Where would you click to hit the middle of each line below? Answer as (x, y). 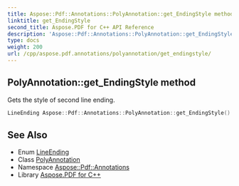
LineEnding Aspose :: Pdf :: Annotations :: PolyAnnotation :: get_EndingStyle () (119, 113)
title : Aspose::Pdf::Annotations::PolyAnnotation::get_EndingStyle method (121, 14)
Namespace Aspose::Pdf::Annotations (74, 167)
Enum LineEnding (43, 152)
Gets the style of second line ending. (61, 100)
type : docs (23, 41)
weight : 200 (25, 47)
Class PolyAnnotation (49, 160)
